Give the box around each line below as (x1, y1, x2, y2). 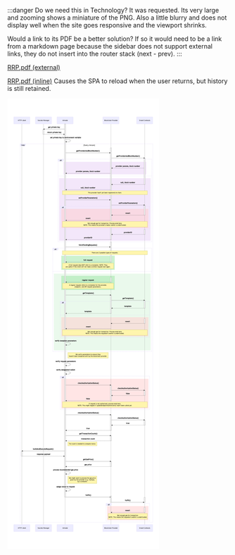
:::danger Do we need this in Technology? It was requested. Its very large (7, 6, 220, 14)
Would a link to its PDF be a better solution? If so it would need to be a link (7, 35, 222, 43)
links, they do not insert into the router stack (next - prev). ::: (7, 49, 182, 58)
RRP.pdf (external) (7, 63, 61, 71)
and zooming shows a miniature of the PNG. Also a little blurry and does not (7, 13, 227, 22)
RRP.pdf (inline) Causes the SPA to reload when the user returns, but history (7, 77, 228, 85)
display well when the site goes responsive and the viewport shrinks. (7, 21, 208, 29)
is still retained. (7, 85, 51, 92)
